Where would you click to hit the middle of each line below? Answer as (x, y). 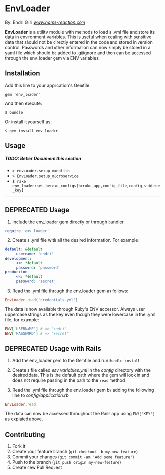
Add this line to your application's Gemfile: (48, 85)
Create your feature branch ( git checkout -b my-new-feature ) (75, 451)
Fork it (19, 446)
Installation (23, 74)
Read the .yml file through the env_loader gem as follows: (70, 291)
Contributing (25, 434)
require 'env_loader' (27, 231)
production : (17, 272)
